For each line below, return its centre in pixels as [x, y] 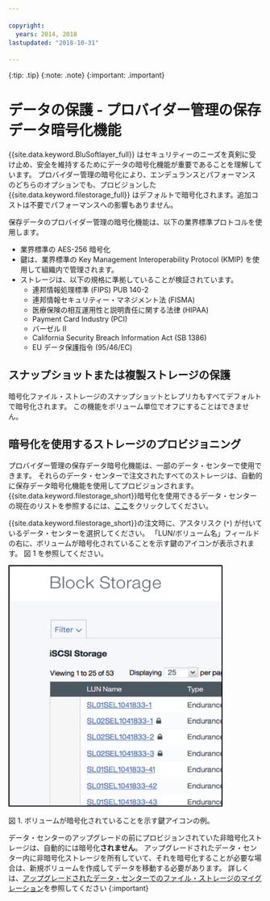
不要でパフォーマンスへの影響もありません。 [104, 205]
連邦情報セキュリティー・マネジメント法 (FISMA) [114, 300]
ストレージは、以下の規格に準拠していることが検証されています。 [129, 280]
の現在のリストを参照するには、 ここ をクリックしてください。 [111, 506]
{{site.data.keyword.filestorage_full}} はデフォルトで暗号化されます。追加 [130, 195]
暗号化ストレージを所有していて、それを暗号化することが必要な [149, 857]
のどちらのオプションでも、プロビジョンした [83, 185]
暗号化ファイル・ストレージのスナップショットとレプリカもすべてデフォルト [135, 396]
